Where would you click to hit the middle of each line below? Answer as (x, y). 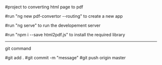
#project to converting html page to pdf (44, 7)
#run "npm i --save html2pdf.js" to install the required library (65, 35)
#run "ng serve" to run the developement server (53, 25)
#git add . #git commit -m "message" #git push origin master (66, 58)
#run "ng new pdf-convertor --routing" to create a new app (64, 16)
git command (18, 48)
